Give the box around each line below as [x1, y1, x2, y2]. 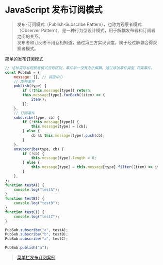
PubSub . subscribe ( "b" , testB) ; [5, 232, 68, 237]
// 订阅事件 [14, 110, 35, 115]
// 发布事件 [14, 79, 35, 84]
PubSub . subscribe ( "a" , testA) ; [5, 227, 68, 233]
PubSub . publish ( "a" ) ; [5, 245, 49, 250]
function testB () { [5, 196, 45, 201]
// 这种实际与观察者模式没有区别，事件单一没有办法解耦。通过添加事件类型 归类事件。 [5, 65, 155, 70]
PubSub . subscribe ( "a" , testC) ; [5, 236, 68, 241]
